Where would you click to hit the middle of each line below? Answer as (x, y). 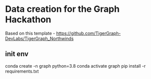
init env (17, 54)
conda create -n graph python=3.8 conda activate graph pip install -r (75, 66)
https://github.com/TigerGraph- (89, 33)
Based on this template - (30, 33)
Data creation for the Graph (62, 9)
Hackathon (28, 20)
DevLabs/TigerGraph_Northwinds (39, 39)
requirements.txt (22, 71)
